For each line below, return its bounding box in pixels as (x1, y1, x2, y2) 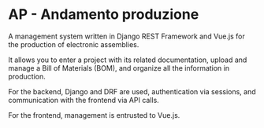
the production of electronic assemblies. (8, 39, 139, 49)
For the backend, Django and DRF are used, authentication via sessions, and (8, 86, 256, 96)
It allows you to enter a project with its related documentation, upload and (8, 55, 247, 64)
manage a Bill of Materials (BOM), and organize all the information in (8, 63, 230, 72)
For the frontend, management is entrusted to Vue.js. (8, 110, 180, 119)
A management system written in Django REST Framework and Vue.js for (8, 31, 246, 41)
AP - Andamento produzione (8, 5, 199, 24)
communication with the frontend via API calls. (8, 95, 159, 104)
